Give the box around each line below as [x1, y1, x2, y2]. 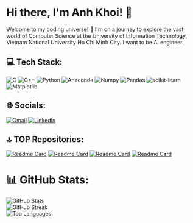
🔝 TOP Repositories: [6, 134, 84, 144]
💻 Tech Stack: [6, 57, 63, 68]
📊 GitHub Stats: [6, 173, 89, 186]
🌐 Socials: [6, 101, 46, 111]
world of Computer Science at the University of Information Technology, [6, 32, 188, 39]
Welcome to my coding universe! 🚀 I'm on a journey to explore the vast [6, 26, 184, 33]
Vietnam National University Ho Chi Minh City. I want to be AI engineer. [6, 38, 184, 46]
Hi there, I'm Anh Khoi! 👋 [6, 5, 133, 19]
